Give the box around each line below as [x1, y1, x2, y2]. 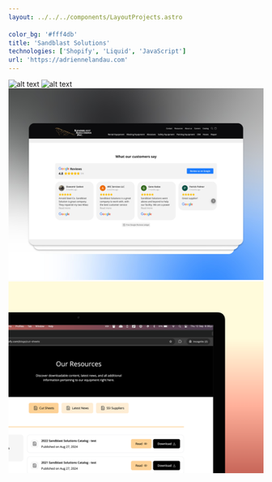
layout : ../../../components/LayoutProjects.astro [8, 13, 183, 21]
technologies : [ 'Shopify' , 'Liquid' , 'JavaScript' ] [8, 47, 186, 56]
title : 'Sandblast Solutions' [8, 39, 111, 47]
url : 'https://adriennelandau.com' [8, 56, 129, 64]
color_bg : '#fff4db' [8, 30, 79, 38]
